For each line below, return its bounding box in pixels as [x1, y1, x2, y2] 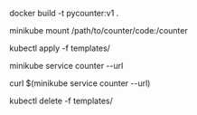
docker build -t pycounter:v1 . [9, 8, 119, 18]
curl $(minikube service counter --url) [9, 78, 151, 89]
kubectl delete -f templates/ [9, 95, 113, 106]
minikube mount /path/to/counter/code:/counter [9, 25, 188, 35]
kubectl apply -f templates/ [9, 43, 111, 53]
